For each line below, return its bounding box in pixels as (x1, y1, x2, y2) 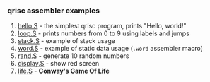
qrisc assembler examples (7, 6, 100, 16)
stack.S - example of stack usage (17, 37, 115, 45)
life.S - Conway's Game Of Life (17, 66, 110, 76)
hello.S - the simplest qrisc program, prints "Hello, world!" (17, 22, 187, 30)
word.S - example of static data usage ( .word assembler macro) (17, 45, 204, 53)
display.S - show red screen (17, 59, 100, 68)
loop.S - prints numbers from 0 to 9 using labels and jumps (17, 29, 189, 37)
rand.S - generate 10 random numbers (17, 52, 129, 60)
